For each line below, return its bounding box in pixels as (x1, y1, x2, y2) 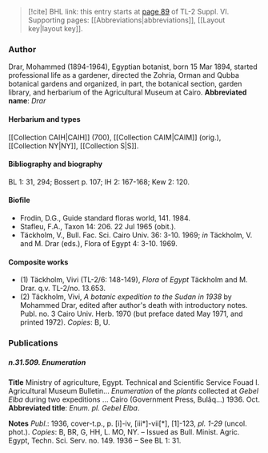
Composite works (8, 257, 69, 267)
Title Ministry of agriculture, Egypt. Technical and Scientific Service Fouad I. (8, 378, 260, 387)
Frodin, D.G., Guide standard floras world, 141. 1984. (19, 212, 190, 223)
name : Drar (8, 96, 46, 106)
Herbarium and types (8, 114, 82, 123)
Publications (8, 338, 58, 349)
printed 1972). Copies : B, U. (19, 318, 110, 327)
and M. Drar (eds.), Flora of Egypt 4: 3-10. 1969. (19, 238, 178, 248)
